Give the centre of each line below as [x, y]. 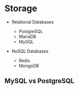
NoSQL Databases [30, 51]
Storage [21, 9]
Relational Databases [32, 22]
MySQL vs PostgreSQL [39, 81]
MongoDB [29, 66]
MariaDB [28, 36]
